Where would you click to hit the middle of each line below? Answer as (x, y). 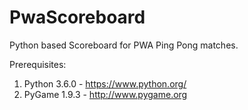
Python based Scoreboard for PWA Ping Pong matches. (124, 45)
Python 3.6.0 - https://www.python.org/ (105, 83)
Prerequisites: (38, 64)
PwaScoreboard (77, 17)
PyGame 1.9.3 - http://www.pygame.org (105, 94)
